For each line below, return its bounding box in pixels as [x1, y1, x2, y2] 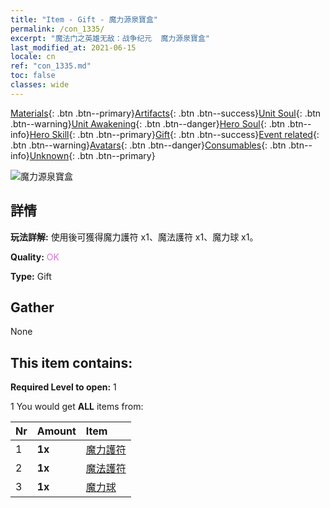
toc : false [10, 71, 56, 81]
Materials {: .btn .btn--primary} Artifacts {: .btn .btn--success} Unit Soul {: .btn [10, 107, 322, 119]
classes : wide [10, 80, 70, 90]
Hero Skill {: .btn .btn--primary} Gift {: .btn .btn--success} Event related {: [29, 128, 320, 140]
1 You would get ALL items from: [10, 401, 144, 413]
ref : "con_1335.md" [10, 61, 92, 71]
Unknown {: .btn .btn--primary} [29, 149, 156, 161]
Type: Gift [10, 270, 52, 282]
